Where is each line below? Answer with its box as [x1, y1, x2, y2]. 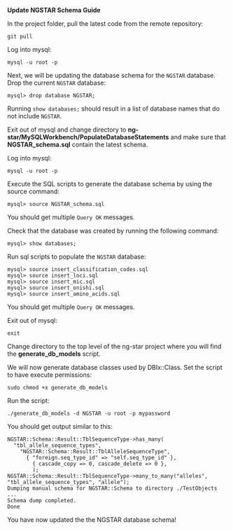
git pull [7, 33, 33, 40]
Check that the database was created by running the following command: [7, 227, 219, 235]
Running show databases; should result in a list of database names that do [7, 104, 220, 113]
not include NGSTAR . [7, 112, 62, 120]
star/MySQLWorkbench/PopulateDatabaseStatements [7, 133, 169, 141]
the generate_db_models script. [7, 350, 101, 358]
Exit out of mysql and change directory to [7, 125, 127, 134]
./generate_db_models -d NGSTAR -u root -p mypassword [7, 410, 171, 417]
